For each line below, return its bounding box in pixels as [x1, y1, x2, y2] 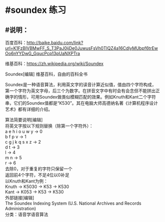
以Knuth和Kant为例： [5, 178, 48, 184]
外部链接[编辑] [5, 195, 34, 200]
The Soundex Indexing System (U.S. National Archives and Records [5, 200, 141, 206]
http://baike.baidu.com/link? [27, 40, 83, 45]
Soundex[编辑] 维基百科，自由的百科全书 [5, 71, 88, 77]
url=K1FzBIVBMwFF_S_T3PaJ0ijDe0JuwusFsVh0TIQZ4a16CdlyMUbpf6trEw [5, 45, 158, 51]
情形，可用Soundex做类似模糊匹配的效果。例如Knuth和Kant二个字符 [18, 94, 156, 100]
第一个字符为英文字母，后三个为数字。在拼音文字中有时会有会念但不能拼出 [5, 88, 156, 94]
